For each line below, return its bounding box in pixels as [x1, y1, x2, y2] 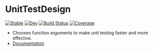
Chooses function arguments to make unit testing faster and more [12, 29, 148, 35]
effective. [12, 35, 32, 41]
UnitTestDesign [5, 3, 71, 15]
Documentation [12, 40, 44, 46]
